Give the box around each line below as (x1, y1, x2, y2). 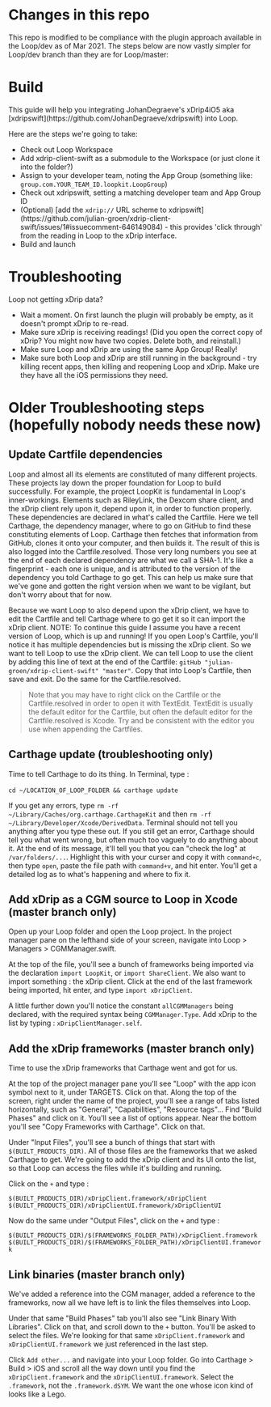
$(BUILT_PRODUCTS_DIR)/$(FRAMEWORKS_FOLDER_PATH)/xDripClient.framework (8, 1231, 258, 1240)
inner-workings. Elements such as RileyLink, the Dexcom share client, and (8, 495, 254, 505)
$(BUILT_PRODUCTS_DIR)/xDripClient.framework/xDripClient (8, 1195, 207, 1203)
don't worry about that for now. (8, 589, 112, 600)
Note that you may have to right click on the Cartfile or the (27, 689, 222, 699)
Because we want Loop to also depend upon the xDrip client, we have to (8, 605, 249, 615)
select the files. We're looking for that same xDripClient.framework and (8, 1331, 245, 1341)
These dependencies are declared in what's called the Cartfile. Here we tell (8, 512, 259, 522)
